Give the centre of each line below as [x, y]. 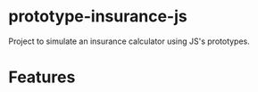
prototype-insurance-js [98, 17]
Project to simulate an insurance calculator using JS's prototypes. [129, 41]
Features [42, 77]
